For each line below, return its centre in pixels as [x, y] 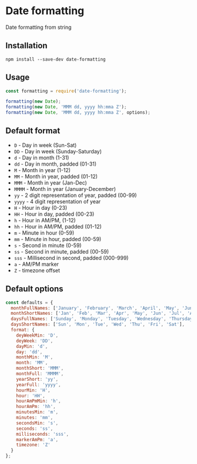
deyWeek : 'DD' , [35, 341]
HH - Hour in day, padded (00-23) [54, 214]
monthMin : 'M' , [35, 357]
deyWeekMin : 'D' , [37, 335]
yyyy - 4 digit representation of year [57, 201]
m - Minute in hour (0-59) [44, 233]
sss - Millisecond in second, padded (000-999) [71, 258]
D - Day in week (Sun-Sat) [45, 145]
